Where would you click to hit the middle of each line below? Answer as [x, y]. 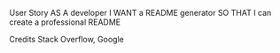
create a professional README [65, 22]
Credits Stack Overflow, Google [66, 39]
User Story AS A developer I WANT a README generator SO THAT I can [140, 13]
